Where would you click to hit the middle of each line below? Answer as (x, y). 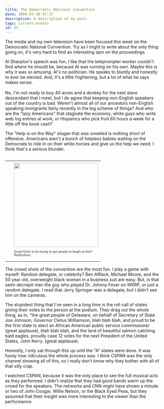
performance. (19, 402)
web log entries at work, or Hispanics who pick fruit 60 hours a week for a (80, 119)
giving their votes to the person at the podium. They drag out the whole (77, 310)
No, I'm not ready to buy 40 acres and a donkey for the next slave (71, 93)
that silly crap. (19, 366)
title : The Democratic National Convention (50, 10)
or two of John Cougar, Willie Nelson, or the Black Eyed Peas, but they (76, 391)
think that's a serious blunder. (35, 149)
